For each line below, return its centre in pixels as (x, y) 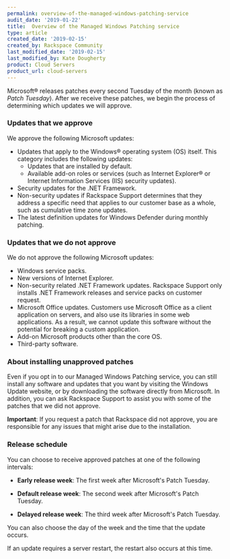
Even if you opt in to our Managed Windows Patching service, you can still (112, 377)
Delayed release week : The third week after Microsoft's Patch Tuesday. (119, 514)
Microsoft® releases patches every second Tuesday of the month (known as (115, 91)
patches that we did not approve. (54, 406)
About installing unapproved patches (70, 362)
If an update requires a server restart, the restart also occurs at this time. (110, 548)
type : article (27, 33)
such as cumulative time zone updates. (72, 210)
